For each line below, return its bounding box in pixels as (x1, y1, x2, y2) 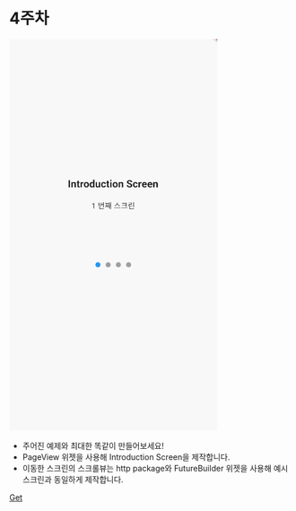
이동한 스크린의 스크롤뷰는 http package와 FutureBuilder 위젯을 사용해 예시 (22, 463, 289, 473)
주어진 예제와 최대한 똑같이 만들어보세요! (22, 440, 164, 451)
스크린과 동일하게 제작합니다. (22, 473, 124, 485)
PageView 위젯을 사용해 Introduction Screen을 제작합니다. (22, 451, 231, 463)
